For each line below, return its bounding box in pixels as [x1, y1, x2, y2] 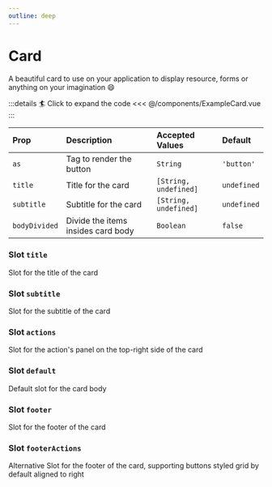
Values [156, 139, 184, 151]
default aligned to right [8, 469, 85, 479]
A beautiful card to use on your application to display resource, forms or [8, 74, 249, 83]
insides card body [66, 224, 134, 236]
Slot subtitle [8, 288, 61, 299]
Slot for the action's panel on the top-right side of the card [8, 345, 204, 355]
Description [66, 135, 113, 146]
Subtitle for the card [66, 199, 142, 210]
